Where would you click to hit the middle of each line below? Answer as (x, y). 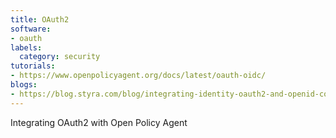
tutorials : (33, 66)
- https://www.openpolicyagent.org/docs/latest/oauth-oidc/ (138, 76)
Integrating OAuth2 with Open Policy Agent (99, 122)
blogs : (24, 85)
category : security (60, 57)
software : (31, 29)
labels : (26, 47)
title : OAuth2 (40, 19)
